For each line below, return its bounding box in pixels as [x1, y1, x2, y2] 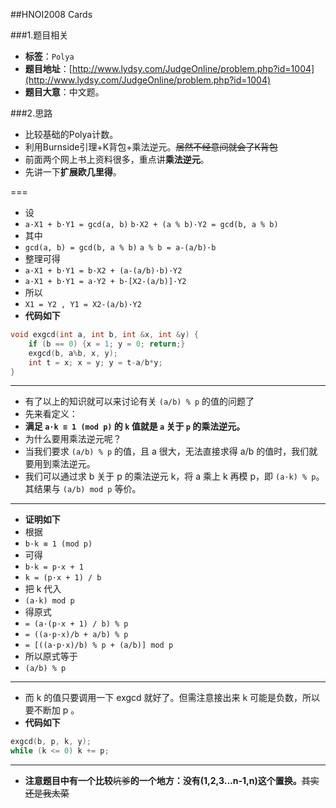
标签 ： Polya [24, 50, 75, 62]
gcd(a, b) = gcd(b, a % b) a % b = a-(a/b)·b [24, 243, 217, 253]
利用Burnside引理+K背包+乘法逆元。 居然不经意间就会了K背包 [24, 141, 278, 153]
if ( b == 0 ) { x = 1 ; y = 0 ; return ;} [28, 339, 186, 349]
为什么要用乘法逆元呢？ [24, 433, 122, 445]
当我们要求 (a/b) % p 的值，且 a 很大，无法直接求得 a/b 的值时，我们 [24, 445, 310, 458]
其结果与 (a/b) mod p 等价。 [24, 483, 142, 495]
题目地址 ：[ [24, 63, 73, 74]
